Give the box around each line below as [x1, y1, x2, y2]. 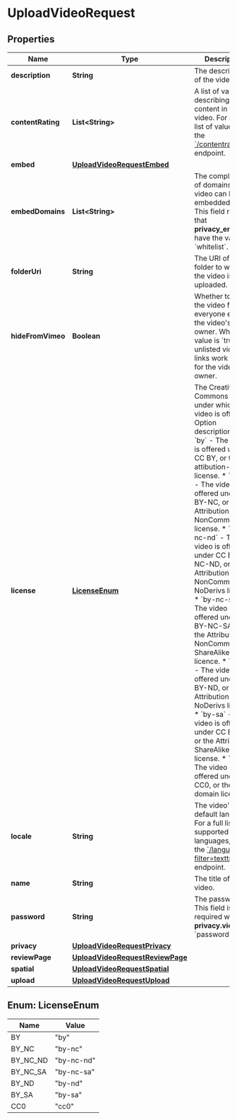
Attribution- [193, 692, 234, 701]
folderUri [11, 267, 42, 276]
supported [193, 827, 229, 836]
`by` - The [193, 436, 229, 445]
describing [193, 95, 230, 105]
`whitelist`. [193, 242, 229, 252]
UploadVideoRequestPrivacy [71, 941, 171, 950]
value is [193, 336, 220, 345]
